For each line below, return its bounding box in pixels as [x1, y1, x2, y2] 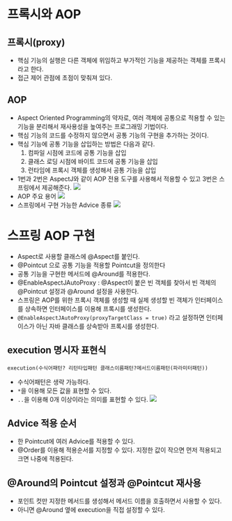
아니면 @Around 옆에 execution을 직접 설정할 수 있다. [17, 506, 165, 514]
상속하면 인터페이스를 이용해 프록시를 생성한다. [24, 304, 152, 312]
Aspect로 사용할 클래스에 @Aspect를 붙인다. [17, 252, 141, 260]
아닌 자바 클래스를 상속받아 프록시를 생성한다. [36, 322, 159, 330]
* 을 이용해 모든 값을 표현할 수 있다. [17, 386, 111, 395]
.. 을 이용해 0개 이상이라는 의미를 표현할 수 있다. [17, 395, 148, 403]
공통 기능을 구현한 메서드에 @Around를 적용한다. [17, 269, 151, 278]
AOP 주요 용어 [17, 192, 57, 200]
